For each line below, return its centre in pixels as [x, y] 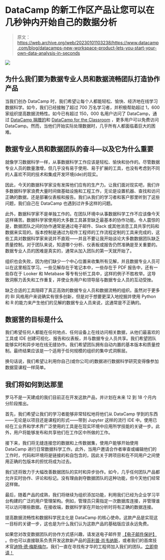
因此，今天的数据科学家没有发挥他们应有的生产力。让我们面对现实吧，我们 [80, 185]
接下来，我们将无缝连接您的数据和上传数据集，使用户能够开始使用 [72, 443]
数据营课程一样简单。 [27, 368]
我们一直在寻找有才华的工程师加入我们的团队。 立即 [102, 547]
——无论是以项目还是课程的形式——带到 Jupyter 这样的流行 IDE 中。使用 [79, 420]
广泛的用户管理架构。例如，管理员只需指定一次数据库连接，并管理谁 [91, 501]
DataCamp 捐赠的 [28, 119]
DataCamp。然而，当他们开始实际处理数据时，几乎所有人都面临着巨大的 [78, 126]
